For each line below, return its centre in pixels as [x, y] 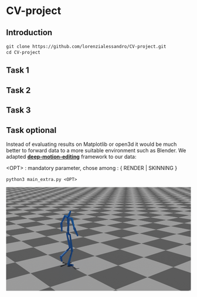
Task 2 [18, 90]
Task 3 [18, 110]
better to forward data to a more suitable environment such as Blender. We [96, 150]
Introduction [29, 33]
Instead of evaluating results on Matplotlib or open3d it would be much [91, 144]
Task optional [31, 130]
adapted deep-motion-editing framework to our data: [71, 156]
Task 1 [18, 71]
